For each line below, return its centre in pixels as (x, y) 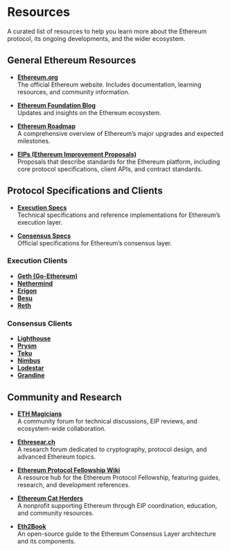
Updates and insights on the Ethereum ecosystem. (89, 112)
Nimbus (29, 360)
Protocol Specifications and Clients (85, 191)
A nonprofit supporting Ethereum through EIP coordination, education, (117, 505)
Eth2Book (32, 526)
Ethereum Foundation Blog (56, 105)
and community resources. (55, 513)
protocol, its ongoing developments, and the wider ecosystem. (96, 38)
